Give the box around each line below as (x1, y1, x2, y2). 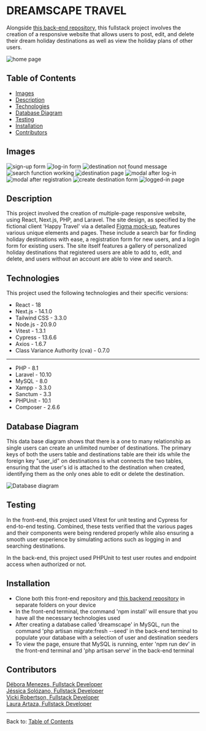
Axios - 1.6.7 (15, 340, 47, 348)
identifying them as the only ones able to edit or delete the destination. (6, 470, 185, 477)
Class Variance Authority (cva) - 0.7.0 (15, 347, 110, 354)
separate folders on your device (15, 601, 96, 608)
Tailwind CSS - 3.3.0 (15, 314, 67, 322)
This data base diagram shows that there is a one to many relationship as (6, 438, 191, 445)
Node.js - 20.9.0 (15, 321, 57, 328)
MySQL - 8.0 (15, 378, 48, 385)
